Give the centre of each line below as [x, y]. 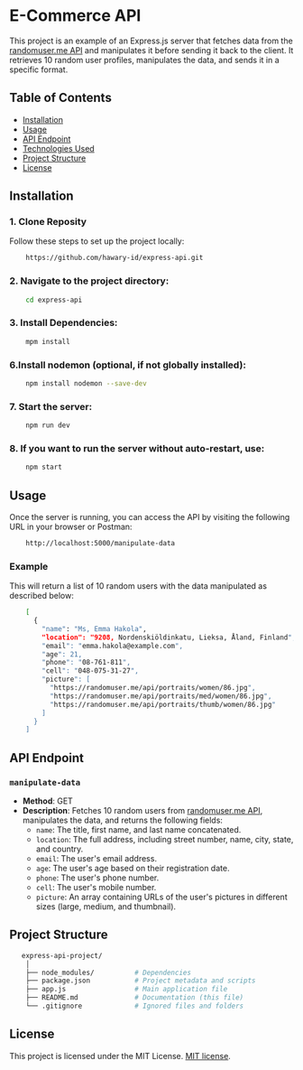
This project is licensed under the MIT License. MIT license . [120, 1056]
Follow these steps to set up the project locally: [97, 241]
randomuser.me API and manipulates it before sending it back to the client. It [151, 50]
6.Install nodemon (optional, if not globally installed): [128, 365]
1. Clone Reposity [48, 222]
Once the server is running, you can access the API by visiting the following [150, 516]
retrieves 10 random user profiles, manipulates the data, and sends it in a [144, 60]
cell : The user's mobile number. [96, 887]
